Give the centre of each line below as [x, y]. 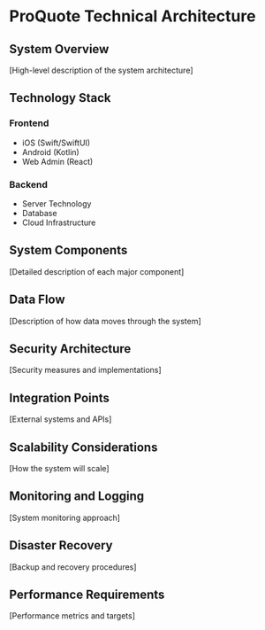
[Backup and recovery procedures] [73, 567]
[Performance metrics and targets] [72, 616]
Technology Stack [60, 98]
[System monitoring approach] [65, 517]
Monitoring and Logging [77, 497]
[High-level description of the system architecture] [101, 70]
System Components [68, 250]
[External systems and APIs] [61, 419]
